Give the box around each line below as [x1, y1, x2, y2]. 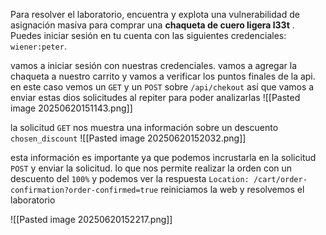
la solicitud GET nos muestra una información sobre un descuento [10, 122, 279, 133]
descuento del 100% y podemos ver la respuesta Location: [10, 173, 250, 184]
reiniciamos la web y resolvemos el [160, 184, 305, 195]
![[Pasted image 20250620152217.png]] [10, 214, 173, 225]
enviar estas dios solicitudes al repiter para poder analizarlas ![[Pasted [10, 92, 301, 103]
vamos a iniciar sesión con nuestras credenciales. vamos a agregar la [10, 60, 298, 71]
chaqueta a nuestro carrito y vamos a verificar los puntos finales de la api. [10, 70, 316, 82]
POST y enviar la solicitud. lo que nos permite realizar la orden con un [10, 162, 293, 174]
